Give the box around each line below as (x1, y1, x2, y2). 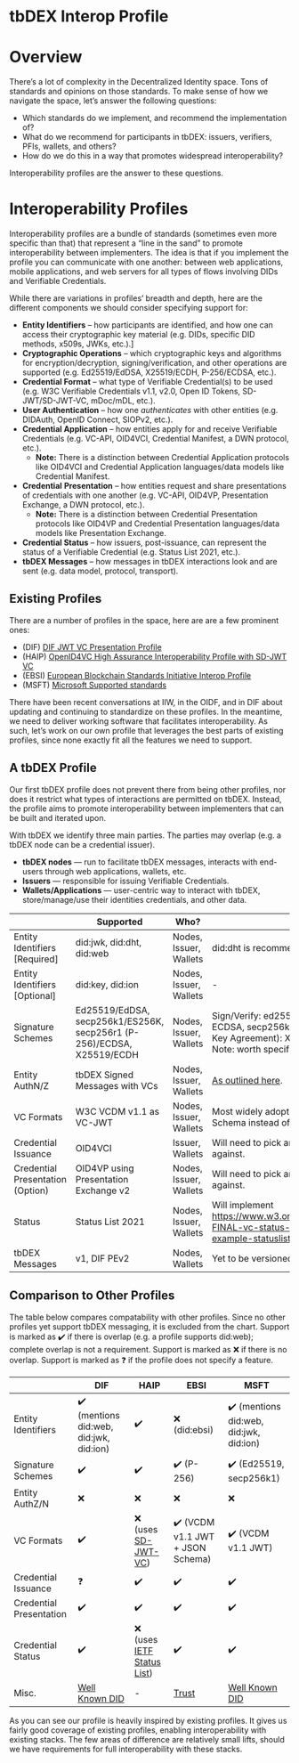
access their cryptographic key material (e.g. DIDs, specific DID (21, 329, 255, 340)
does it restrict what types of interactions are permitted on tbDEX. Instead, (9, 793, 282, 804)
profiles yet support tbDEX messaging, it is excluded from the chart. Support (9, 1320, 290, 1332)
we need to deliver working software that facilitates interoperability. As (9, 715, 269, 727)
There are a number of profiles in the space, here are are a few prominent (9, 614, 279, 625)
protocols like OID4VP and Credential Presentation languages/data (35, 518, 280, 529)
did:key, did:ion (75, 978, 140, 990)
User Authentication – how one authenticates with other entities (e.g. (21, 405, 279, 416)
